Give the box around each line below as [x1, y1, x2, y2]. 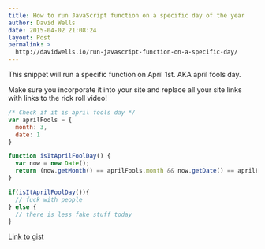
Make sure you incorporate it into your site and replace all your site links [8, 85, 242, 95]
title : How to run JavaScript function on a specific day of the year [8, 11, 245, 20]
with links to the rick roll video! [8, 94, 108, 102]
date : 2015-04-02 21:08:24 [8, 26, 97, 34]
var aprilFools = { [8, 116, 73, 124]
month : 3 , [15, 123, 47, 131]
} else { [8, 203, 37, 211]
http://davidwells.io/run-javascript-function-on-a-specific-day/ [15, 48, 238, 56]
